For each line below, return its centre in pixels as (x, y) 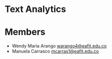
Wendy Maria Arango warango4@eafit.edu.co (59, 46)
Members (25, 32)
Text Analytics (35, 9)
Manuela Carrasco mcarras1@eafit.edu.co (55, 51)
